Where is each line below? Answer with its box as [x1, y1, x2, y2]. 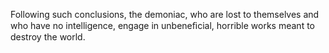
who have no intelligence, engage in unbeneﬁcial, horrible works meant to [10, 20, 315, 31]
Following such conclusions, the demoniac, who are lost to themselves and [10, 9, 320, 20]
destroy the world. [10, 31, 86, 43]
